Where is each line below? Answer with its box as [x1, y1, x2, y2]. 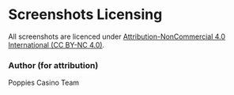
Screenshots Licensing [8, 6, 163, 24]
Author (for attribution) [8, 59, 99, 70]
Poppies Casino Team [8, 78, 80, 88]
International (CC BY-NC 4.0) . [8, 40, 105, 49]
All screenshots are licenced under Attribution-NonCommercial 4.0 [8, 32, 226, 41]
